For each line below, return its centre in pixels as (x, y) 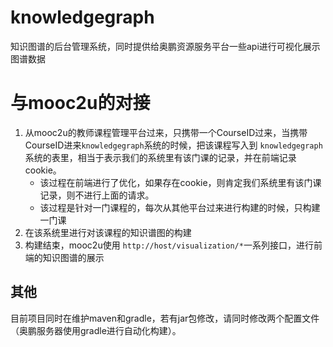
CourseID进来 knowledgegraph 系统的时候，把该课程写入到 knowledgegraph (173, 145)
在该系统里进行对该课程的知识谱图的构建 (108, 232)
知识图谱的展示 (73, 257)
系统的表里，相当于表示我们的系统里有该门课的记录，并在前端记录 (160, 157)
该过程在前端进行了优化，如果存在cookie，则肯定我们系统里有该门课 (180, 182)
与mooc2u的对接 (80, 103)
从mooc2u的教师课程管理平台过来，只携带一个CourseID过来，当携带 (166, 132)
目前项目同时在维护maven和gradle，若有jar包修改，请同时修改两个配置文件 (165, 318)
